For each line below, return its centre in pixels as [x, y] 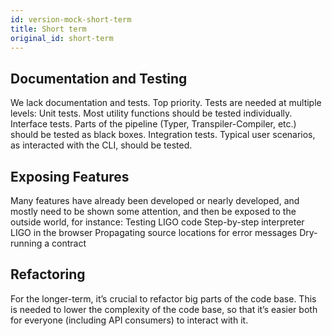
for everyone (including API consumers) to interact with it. [129, 320]
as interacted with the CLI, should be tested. [101, 145]
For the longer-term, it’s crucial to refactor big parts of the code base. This [163, 298]
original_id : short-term [62, 38]
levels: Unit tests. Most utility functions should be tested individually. [151, 113]
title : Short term [48, 29]
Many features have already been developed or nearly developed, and [155, 200]
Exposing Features [70, 176]
